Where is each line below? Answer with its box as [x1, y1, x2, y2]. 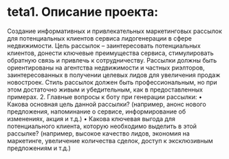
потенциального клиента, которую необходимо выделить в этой [7, 122, 197, 130]
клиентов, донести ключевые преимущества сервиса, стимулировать [7, 49, 215, 57]
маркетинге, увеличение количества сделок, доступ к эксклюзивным [7, 136, 213, 145]
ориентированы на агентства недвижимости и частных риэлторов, [7, 63, 205, 72]
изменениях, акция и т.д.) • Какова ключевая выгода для [7, 114, 175, 123]
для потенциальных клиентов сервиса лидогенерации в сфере [7, 34, 193, 42]
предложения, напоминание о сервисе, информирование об [7, 107, 186, 116]
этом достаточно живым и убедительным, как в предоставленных [7, 85, 203, 94]
